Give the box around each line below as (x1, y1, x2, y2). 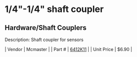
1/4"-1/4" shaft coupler (5, 3, 104, 15)
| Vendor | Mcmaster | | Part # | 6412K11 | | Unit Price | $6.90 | (5, 46, 132, 52)
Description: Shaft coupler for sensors (5, 36, 84, 42)
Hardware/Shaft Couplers (5, 23, 87, 32)
